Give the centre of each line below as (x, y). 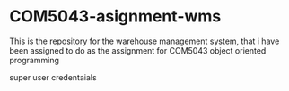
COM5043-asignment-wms (115, 17)
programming (35, 60)
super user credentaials (53, 77)
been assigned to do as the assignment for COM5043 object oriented (138, 50)
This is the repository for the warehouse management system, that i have (144, 41)
